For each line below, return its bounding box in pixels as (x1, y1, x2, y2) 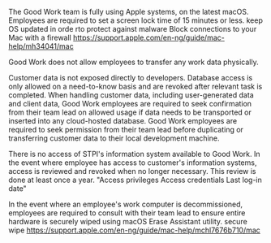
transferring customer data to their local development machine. (8, 133, 220, 143)
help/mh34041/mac (8, 41, 75, 51)
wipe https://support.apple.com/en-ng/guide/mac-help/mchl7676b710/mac (8, 225, 261, 235)
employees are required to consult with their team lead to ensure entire (8, 208, 246, 218)
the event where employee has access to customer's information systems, (8, 158, 257, 167)
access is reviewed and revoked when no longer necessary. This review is (8, 167, 256, 176)
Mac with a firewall (8, 33, 71, 42)
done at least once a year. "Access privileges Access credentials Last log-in (8, 175, 262, 184)
